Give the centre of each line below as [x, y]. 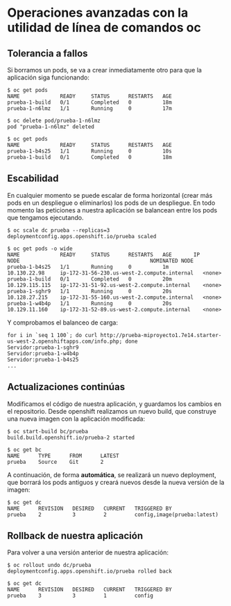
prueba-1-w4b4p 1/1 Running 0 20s [89, 303]
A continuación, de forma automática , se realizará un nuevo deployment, [112, 474]
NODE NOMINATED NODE [101, 261]
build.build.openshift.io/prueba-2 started [71, 437]
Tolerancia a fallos [48, 53]
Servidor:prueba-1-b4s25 [43, 359]
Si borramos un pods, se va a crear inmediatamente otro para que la [105, 70]
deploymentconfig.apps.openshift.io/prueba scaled [82, 236]
